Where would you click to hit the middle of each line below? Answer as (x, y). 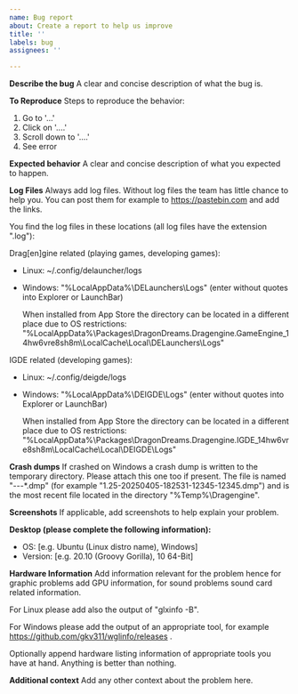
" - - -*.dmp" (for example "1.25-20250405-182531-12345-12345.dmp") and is (149, 486)
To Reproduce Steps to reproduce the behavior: (97, 101)
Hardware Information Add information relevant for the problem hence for (145, 574)
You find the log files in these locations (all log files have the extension (138, 227)
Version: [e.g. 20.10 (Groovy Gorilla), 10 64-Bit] (108, 556)
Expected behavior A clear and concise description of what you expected (145, 164)
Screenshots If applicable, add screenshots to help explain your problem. (144, 512)
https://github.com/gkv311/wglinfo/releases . (91, 636)
